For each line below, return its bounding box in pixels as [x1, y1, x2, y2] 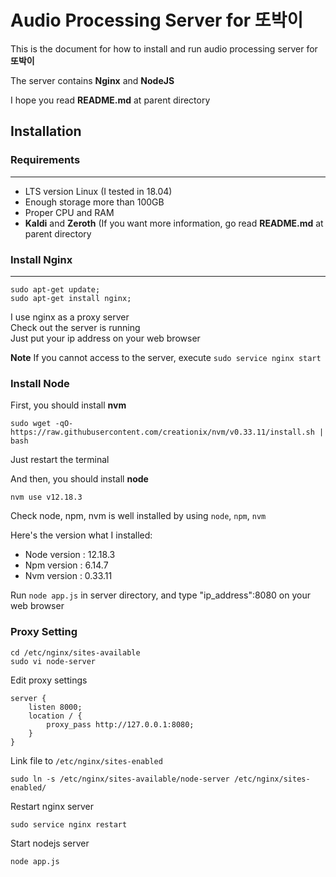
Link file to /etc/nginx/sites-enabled [10, 754, 163, 766]
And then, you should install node [10, 473, 149, 485]
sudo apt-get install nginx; [10, 293, 132, 303]
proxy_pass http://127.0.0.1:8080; [46, 719, 195, 730]
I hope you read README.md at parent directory [10, 94, 211, 106]
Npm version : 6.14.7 [24, 559, 109, 571]
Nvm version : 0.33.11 [24, 570, 113, 582]
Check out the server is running [10, 321, 141, 333]
